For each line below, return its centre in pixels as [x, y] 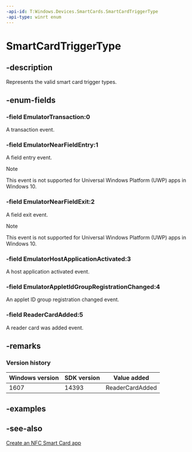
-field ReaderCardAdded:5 [45, 315]
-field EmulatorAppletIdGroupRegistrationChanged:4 [83, 287]
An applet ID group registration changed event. [63, 299]
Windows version [34, 378]
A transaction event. [30, 130]
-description [29, 68]
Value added [131, 378]
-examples [26, 409]
